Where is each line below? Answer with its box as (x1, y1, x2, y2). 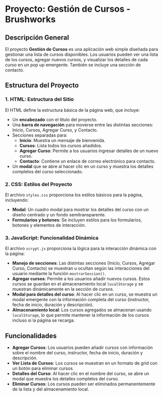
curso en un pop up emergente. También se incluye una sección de (5, 62, 141, 68)
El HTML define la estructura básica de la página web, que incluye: (5, 107, 140, 113)
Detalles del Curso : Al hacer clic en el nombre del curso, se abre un (12, 371, 149, 376)
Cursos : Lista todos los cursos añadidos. (19, 142, 103, 148)
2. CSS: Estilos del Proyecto (5, 181, 72, 187)
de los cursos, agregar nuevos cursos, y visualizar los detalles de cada (5, 57, 148, 62)
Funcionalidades (5, 331, 57, 340)
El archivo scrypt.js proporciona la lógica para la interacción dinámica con (5, 246, 157, 252)
